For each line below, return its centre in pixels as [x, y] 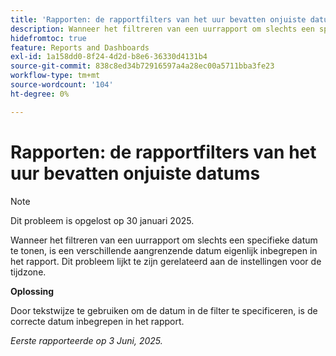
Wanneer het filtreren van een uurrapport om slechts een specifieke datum [164, 240]
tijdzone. [28, 272]
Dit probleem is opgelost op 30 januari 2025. [102, 220]
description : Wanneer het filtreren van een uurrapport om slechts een [162, 29]
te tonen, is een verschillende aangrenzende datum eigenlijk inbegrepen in [164, 250]
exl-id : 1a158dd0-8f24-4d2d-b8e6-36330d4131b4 [109, 57]
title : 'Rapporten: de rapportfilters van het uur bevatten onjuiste [158, 19]
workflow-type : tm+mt [55, 76]
